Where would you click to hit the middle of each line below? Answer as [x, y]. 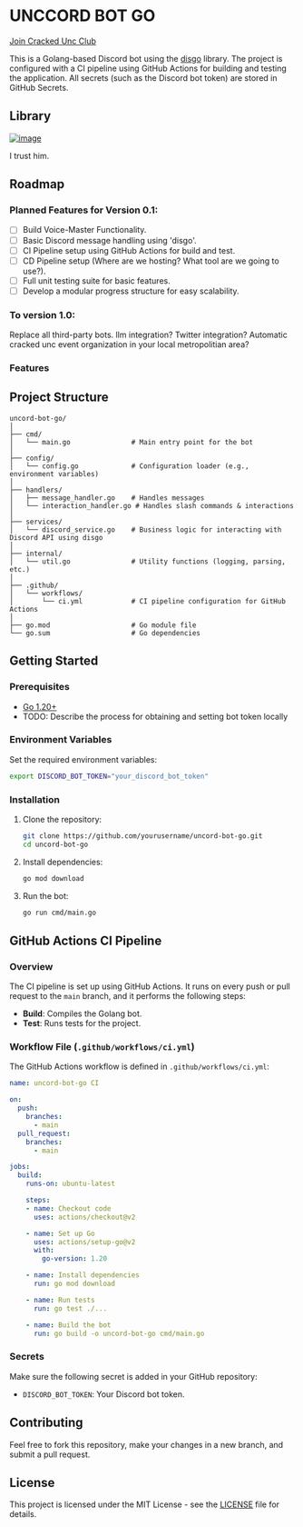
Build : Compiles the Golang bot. [82, 1013]
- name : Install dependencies [83, 1275]
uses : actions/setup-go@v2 [84, 1242]
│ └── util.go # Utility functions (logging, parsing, [147, 561]
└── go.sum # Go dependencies [105, 633]
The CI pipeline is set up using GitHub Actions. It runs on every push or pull [150, 986]
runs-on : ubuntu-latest [71, 1184]
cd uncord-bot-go [55, 844]
